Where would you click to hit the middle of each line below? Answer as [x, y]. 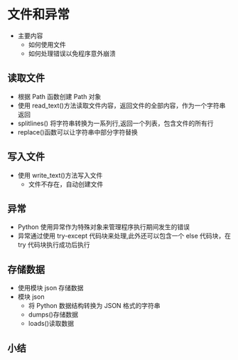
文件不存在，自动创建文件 [66, 184]
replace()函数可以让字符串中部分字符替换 [78, 132]
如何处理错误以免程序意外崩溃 [72, 53]
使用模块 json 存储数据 [50, 288]
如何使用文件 [47, 44]
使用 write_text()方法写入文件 [60, 175]
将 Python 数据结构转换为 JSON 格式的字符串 [94, 306]
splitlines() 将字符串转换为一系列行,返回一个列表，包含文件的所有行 [115, 123]
